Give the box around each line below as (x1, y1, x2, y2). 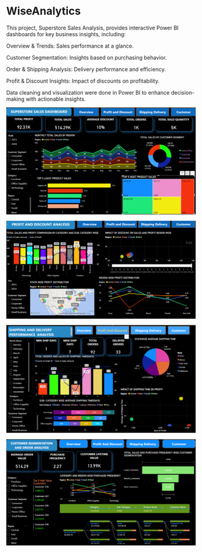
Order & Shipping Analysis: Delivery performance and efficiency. (6, 65, 167, 73)
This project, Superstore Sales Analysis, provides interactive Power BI (6, 24, 179, 31)
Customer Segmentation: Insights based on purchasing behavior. (6, 54, 167, 61)
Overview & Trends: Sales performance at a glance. (6, 42, 134, 49)
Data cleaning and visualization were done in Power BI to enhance (6, 89, 170, 96)
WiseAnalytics (6, 4, 81, 18)
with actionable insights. (25, 95, 86, 102)
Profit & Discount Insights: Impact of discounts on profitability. (6, 77, 160, 84)
